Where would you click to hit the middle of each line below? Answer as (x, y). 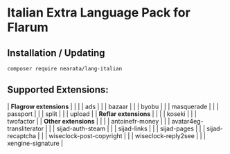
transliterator (25, 128)
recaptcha (22, 135)
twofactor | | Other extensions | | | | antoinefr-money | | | (89, 121)
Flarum (28, 27)
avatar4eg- (187, 121)
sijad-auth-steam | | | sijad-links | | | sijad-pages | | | (131, 128)
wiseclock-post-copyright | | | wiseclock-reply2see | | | (127, 135)
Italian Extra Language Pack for (99, 13)
